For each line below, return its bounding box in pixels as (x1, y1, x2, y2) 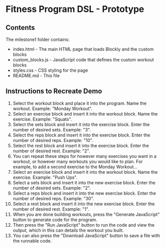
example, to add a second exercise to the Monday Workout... (12, 163, 138, 170)
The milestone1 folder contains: (5, 36, 70, 42)
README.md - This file (12, 73, 60, 78)
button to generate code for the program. (12, 217, 97, 223)
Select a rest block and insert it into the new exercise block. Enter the (12, 201, 155, 207)
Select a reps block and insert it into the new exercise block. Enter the (12, 190, 156, 196)
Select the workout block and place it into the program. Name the (12, 100, 147, 106)
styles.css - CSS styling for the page (12, 67, 88, 73)
